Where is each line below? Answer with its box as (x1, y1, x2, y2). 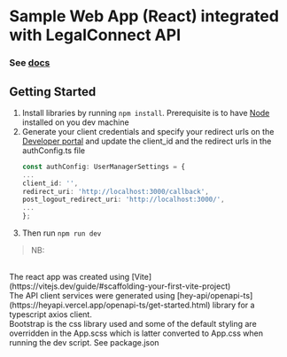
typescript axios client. (9, 309, 93, 320)
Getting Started (9, 84, 97, 99)
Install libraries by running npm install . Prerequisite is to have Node (21, 107, 270, 118)
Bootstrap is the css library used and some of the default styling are (9, 319, 257, 330)
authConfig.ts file (21, 144, 86, 156)
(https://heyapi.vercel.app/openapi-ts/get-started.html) (9, 299, 211, 311)
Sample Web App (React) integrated (9, 6, 279, 27)
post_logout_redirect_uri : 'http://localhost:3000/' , (21, 195, 225, 205)
